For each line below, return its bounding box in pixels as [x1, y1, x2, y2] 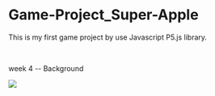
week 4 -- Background [8, 63, 84, 73]
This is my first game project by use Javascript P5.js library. [8, 32, 208, 42]
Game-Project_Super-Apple [8, 6, 200, 24]
